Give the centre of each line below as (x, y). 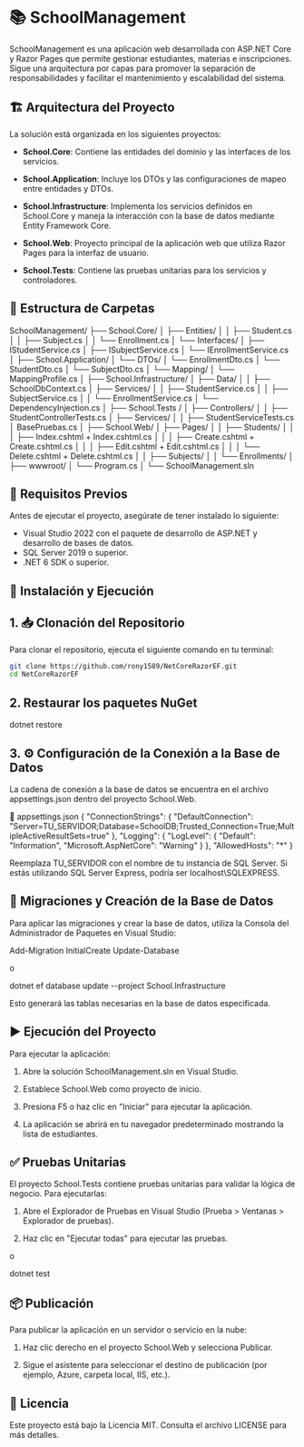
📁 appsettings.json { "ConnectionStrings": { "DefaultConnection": (132, 816)
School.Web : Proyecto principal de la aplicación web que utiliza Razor (154, 243)
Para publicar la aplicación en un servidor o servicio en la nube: (128, 1330)
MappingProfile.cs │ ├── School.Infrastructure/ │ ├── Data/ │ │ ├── (140, 379)
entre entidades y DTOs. (68, 188)
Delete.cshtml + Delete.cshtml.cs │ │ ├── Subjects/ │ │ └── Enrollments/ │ (152, 456)
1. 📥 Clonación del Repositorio (97, 623)
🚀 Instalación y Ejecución (82, 591)
